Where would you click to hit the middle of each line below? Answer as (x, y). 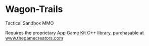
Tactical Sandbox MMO (30, 23)
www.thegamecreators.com (34, 38)
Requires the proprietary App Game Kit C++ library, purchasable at (74, 32)
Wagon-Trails (34, 9)
